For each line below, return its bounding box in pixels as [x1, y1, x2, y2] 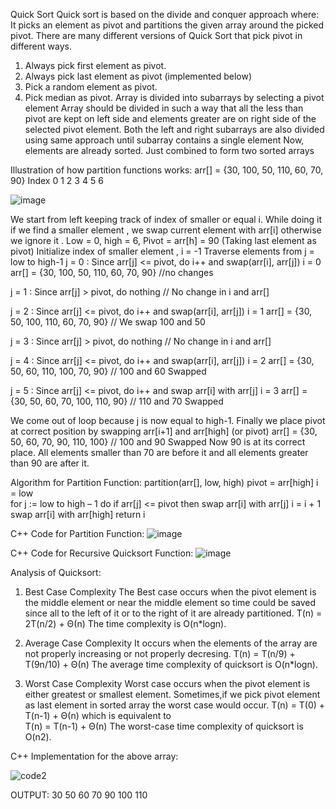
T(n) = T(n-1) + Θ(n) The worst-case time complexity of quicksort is [24, 720, 304, 732]
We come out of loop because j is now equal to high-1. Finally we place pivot [10, 415, 326, 426]
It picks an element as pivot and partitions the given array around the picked [10, 19, 325, 31]
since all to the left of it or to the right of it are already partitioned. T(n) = [24, 607, 323, 619]
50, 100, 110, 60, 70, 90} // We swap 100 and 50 [10, 316, 206, 328]
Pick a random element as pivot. [24, 81, 158, 93]
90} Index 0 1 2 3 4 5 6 [10, 175, 104, 186]
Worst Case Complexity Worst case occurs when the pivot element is [24, 678, 311, 689]
